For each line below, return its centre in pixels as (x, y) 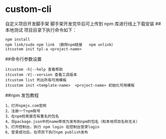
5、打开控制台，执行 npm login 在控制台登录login (52, 127)
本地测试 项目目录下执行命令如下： (41, 30)
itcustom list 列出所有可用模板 (36, 80)
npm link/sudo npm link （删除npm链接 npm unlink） (60, 44)
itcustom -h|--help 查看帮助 (34, 69)
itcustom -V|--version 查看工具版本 (41, 74)
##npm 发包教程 (22, 95)
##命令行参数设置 (23, 59)
